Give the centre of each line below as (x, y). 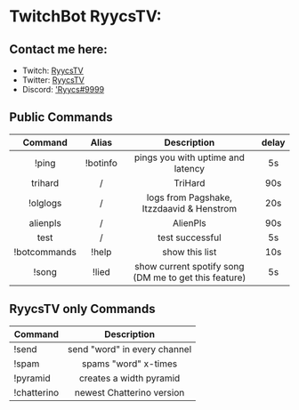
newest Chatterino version (129, 392)
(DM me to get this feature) (190, 277)
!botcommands (45, 252)
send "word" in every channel (129, 349)
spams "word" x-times (129, 364)
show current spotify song (190, 266)
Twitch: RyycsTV (53, 70)
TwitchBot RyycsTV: (85, 16)
